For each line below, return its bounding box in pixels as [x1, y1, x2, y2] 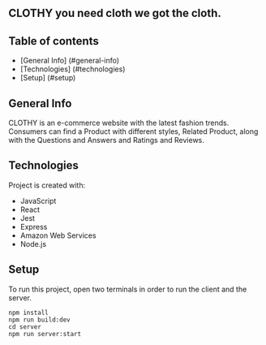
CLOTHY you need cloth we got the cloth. [8, 6, 221, 20]
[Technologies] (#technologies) [19, 64, 126, 74]
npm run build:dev [8, 316, 71, 324]
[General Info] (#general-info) [19, 56, 120, 66]
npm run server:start [8, 330, 82, 338]
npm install [8, 308, 49, 317]
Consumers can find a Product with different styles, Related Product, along [8, 127, 259, 136]
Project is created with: [8, 180, 86, 190]
